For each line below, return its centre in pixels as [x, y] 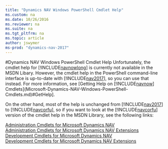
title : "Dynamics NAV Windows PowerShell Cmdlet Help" [64, 10]
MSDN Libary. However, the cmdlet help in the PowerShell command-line [82, 73]
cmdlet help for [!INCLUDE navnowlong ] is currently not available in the [79, 67]
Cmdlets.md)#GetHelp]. [30, 94]
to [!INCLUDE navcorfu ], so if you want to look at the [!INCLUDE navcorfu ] [82, 109]
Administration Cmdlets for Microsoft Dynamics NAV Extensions [72, 130]
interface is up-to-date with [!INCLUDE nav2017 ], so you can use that [77, 78]
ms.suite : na [19, 29]
